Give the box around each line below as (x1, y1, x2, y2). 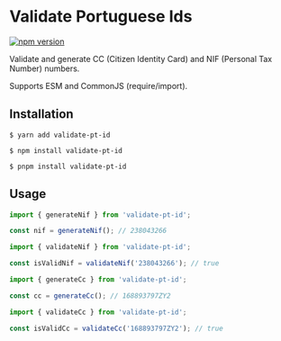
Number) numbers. (9, 63, 80, 74)
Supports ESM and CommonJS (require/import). (9, 80, 188, 91)
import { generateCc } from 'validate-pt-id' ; (9, 275, 187, 284)
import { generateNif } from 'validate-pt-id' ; (9, 210, 192, 220)
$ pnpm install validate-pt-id (9, 162, 127, 171)
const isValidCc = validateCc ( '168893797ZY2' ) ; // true (9, 324, 223, 333)
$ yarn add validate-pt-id (9, 130, 111, 139)
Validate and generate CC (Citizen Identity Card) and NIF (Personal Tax (9, 53, 273, 64)
